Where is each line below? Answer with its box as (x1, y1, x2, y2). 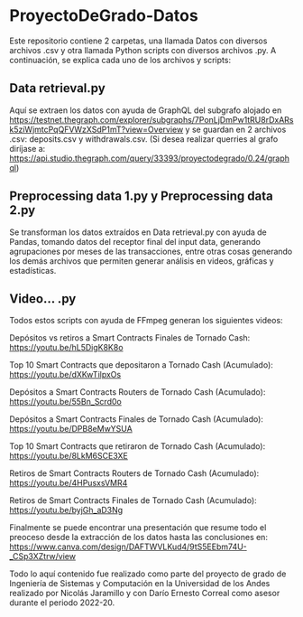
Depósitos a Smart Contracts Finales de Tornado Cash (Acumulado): (9, 414, 264, 425)
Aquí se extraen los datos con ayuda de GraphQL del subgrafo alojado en (9, 105, 282, 116)
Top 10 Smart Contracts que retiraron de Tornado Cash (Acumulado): (9, 441, 266, 452)
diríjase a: (9, 143, 46, 154)
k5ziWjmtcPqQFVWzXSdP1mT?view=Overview (9, 124, 184, 135)
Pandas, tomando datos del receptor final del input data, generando (9, 236, 262, 247)
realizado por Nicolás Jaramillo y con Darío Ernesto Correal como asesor (9, 588, 280, 599)
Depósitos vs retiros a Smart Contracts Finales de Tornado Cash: (9, 332, 251, 343)
